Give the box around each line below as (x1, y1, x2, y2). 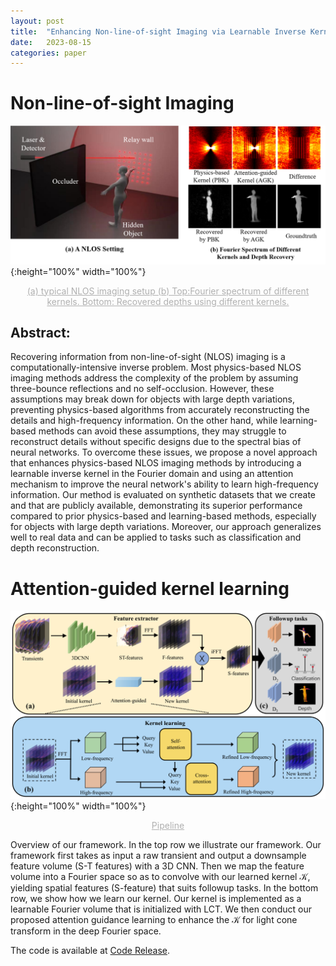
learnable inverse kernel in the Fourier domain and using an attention (10, 468, 294, 480)
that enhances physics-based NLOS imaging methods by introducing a (10, 457, 302, 469)
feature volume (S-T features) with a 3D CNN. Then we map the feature (10, 860, 305, 872)
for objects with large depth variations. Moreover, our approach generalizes (10, 521, 322, 533)
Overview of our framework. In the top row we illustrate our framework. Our (10, 839, 322, 851)
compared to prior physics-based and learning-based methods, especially (10, 510, 317, 522)
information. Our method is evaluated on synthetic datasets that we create (10, 489, 317, 501)
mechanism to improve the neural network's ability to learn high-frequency (10, 478, 319, 490)
